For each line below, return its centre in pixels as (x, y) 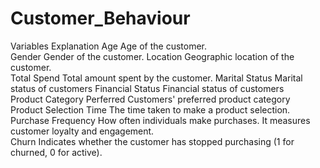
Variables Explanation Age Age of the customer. (109, 46)
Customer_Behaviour (100, 18)
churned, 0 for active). (56, 152)
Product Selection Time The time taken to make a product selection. (150, 109)
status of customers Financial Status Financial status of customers (147, 88)
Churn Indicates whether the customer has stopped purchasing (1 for (152, 141)
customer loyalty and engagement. (82, 131)
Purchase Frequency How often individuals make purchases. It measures (160, 120)
